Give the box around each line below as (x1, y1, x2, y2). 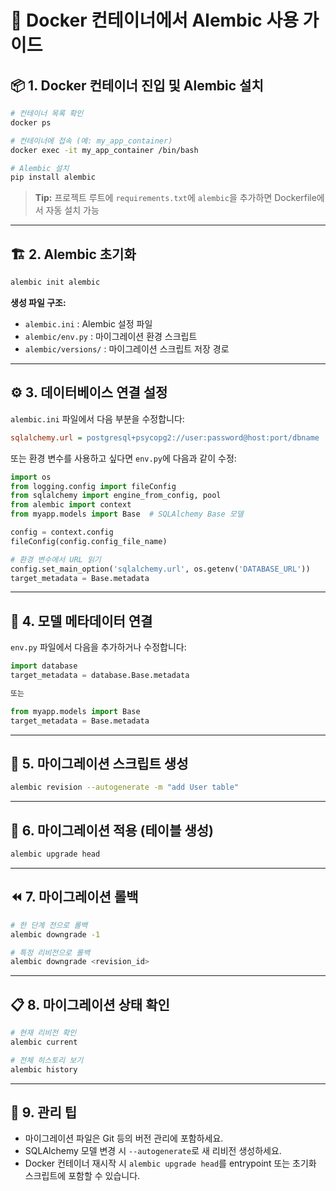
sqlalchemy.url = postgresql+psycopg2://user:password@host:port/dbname (10, 432, 320, 443)
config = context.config (10, 527, 114, 537)
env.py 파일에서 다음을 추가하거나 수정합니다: (10, 641, 187, 653)
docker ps (10, 117, 52, 128)
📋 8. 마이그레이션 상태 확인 (10, 996, 170, 1013)
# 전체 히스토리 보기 (10, 1055, 84, 1065)
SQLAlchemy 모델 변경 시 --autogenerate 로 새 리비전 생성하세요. (24, 1145, 282, 1157)
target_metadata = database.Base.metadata (10, 671, 190, 681)
